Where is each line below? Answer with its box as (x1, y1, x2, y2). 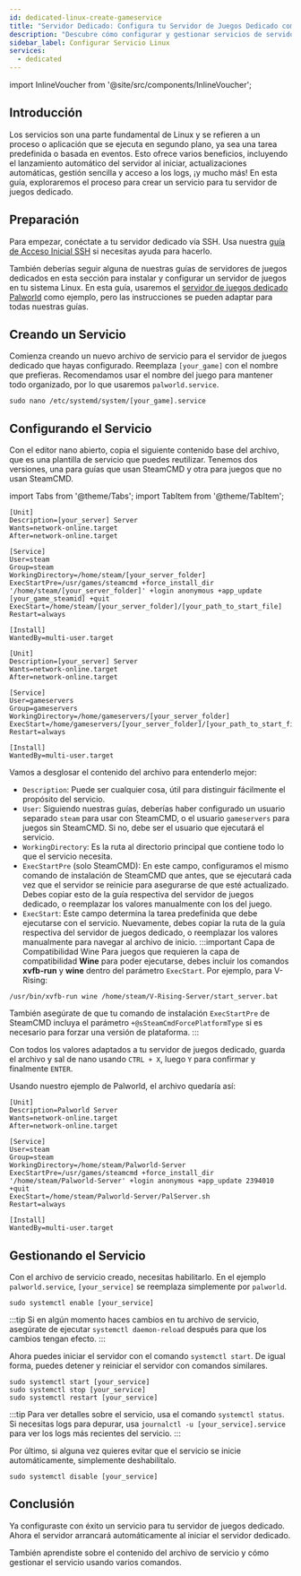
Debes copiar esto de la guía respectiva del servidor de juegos (21, 889, 254, 900)
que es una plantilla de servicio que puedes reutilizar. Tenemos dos (9, 455, 258, 465)
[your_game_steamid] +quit (9, 594, 110, 603)
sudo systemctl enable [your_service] (9, 1299, 154, 1308)
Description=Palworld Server (9, 1106, 118, 1115)
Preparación (9, 212, 80, 228)
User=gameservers (9, 697, 74, 706)
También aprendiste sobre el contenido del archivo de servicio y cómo (9, 1547, 270, 1558)
